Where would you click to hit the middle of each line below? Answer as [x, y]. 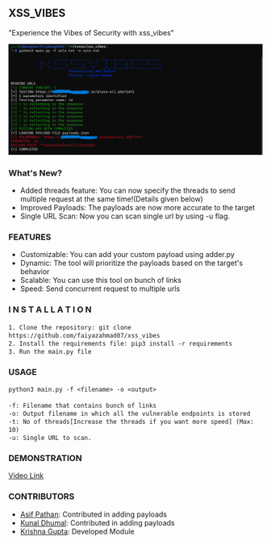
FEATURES [30, 237]
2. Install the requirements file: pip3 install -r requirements [120, 343]
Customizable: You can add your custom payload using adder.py [127, 255]
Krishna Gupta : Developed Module [77, 531]
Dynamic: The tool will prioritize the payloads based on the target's [131, 263]
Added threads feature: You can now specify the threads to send [127, 191]
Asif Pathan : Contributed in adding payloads [94, 514]
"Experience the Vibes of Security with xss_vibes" [92, 32]
